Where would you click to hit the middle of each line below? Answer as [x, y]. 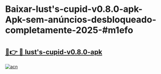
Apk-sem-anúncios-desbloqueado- [81, 20]
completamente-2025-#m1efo [69, 30]
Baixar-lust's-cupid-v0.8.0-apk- [74, 9]
